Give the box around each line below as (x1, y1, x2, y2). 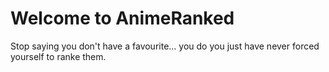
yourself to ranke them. (10, 50, 107, 62)
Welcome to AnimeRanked (10, 7, 235, 30)
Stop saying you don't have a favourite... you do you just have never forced (10, 40, 320, 52)
